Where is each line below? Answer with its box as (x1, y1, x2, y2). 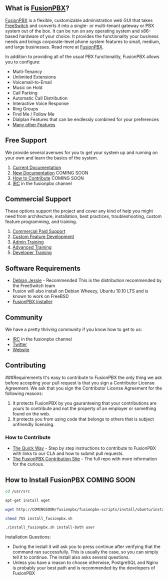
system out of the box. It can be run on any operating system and (5, 27, 140, 34)
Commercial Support (5, 195, 71, 203)
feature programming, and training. (5, 218, 77, 224)
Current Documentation (12, 164, 61, 170)
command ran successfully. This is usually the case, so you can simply (12, 549, 158, 555)
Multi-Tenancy (12, 68, 42, 74)
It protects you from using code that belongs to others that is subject (12, 416, 154, 422)
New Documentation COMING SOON (12, 169, 88, 175)
